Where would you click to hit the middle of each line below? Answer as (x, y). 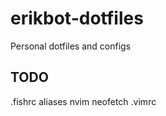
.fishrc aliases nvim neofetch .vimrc (83, 101)
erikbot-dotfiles (77, 18)
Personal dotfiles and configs (71, 46)
